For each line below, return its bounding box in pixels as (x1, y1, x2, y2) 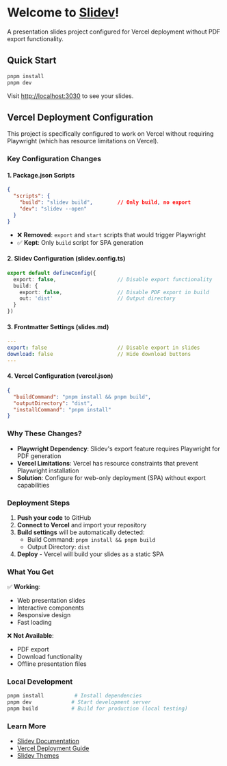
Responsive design (16, 611, 71, 619)
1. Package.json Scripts (7, 171, 75, 179)
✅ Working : (7, 583, 41, 591)
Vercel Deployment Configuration (7, 111, 154, 123)
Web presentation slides (16, 597, 85, 605)
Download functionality (16, 653, 83, 661)
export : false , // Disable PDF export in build (19, 289, 210, 296)
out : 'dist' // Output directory (19, 295, 176, 302)
